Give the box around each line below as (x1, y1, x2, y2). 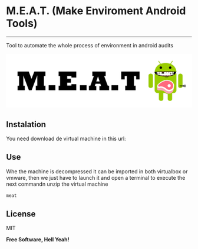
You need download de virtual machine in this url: (6, 135, 126, 142)
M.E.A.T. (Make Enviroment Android (6, 4, 186, 18)
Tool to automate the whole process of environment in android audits (6, 41, 174, 48)
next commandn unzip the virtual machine (6, 180, 108, 187)
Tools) (6, 17, 38, 30)
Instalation (6, 119, 46, 130)
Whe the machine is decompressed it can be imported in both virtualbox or (6, 167, 188, 175)
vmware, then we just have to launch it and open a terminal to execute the (6, 174, 186, 181)
